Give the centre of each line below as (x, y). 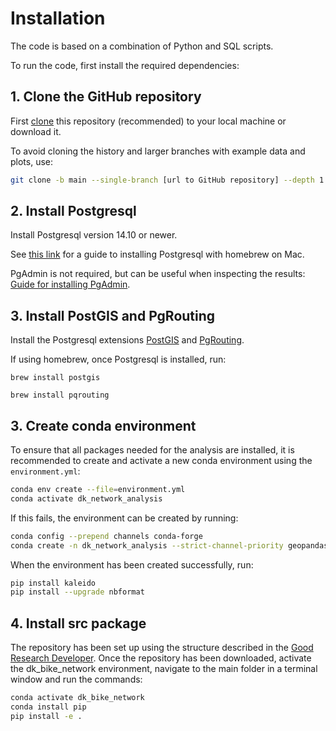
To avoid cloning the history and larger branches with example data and (158, 151)
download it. (36, 131)
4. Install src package (78, 623)
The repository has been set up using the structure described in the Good (162, 648)
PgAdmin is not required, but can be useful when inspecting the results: (158, 274)
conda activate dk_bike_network (77, 698)
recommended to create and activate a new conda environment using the (161, 461)
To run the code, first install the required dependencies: (125, 65)
